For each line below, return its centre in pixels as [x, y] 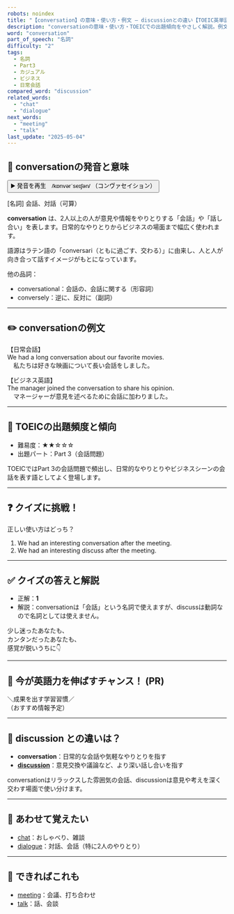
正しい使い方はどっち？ [41, 529]
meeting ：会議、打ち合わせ [56, 894]
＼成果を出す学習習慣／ [41, 699]
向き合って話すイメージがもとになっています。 [74, 259]
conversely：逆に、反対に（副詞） [67, 297]
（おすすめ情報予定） [38, 708]
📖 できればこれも [44, 877]
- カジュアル [29, 72]
